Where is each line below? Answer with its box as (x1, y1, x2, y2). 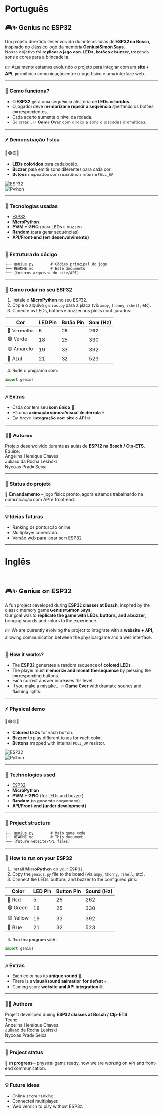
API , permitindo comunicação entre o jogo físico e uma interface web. (5, 71, 146, 76)
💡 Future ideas (5, 1082, 40, 1089)
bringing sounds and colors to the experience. (5, 618, 98, 624)
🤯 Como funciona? (5, 87, 49, 94)
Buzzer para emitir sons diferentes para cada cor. (12, 166, 112, 172)
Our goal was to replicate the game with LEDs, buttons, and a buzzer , (5, 612, 147, 618)
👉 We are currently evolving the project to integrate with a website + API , (5, 627, 154, 633)
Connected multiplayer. (12, 1098, 59, 1104)
